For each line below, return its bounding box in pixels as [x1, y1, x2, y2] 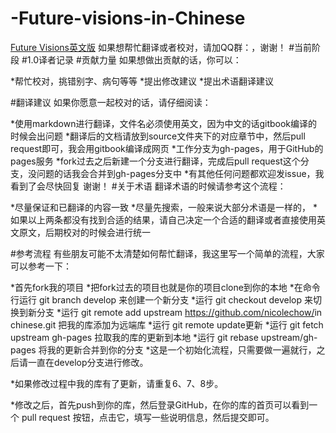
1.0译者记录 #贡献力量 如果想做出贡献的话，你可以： [26, 53, 242, 66]
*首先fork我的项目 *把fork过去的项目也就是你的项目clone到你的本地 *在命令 [10, 281, 321, 293]
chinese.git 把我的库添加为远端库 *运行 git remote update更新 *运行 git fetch [10, 318, 324, 331]
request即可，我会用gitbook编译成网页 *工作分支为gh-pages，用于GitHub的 [10, 142, 324, 154]
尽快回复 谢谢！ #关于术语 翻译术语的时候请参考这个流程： [44, 180, 287, 192]
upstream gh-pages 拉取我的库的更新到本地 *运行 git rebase [10, 331, 259, 343]
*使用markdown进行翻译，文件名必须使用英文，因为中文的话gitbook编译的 [10, 117, 318, 129]
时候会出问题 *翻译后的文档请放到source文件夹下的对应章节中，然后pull [10, 130, 306, 142]
